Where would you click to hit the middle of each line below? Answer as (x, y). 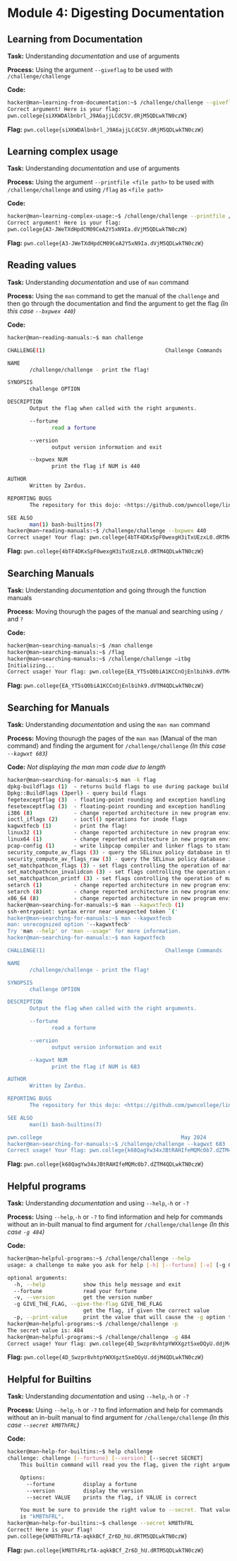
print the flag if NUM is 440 (96, 467)
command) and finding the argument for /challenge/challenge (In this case (117, 746)
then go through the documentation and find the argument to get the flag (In (118, 303)
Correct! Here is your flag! (50, 1530)
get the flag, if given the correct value (146, 1311)
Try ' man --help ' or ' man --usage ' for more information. (94, 931)
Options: (33, 1478)
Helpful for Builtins (49, 1379)
